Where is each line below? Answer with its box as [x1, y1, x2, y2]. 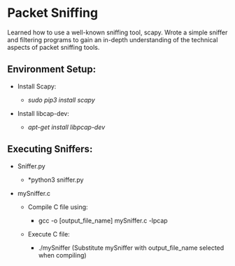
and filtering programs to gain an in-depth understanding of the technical [7, 35, 218, 44]
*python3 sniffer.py [27, 175, 84, 184]
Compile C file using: [27, 202, 89, 211]
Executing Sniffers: [7, 143, 93, 155]
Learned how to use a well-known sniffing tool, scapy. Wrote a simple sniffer [7, 28, 228, 36]
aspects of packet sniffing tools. [7, 43, 100, 51]
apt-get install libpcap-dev [27, 123, 106, 131]
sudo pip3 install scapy [27, 95, 96, 104]
